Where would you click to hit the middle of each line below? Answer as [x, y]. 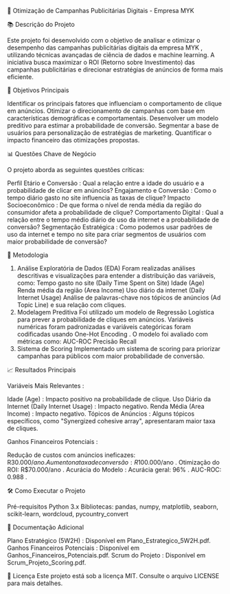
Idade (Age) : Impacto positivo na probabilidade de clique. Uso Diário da [109, 399]
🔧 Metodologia [28, 255]
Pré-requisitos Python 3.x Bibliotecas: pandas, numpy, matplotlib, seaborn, [113, 507]
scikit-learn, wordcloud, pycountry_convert [68, 514]
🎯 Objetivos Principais [38, 90]
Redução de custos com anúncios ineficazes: [71, 455]
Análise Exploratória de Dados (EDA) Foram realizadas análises [106, 268]
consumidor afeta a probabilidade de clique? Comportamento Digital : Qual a [115, 212]
